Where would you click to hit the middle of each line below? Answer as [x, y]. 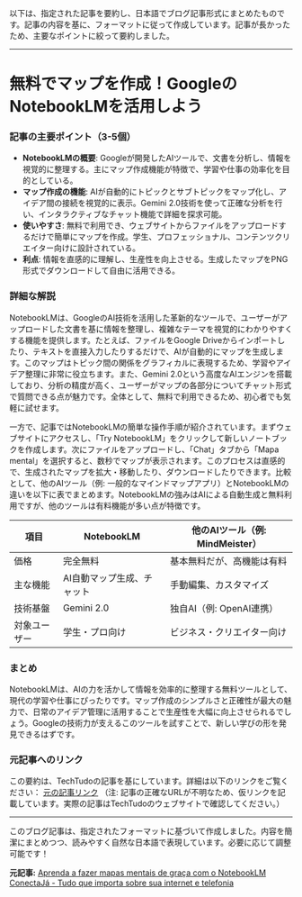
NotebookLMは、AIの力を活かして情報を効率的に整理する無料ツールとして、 [151, 689]
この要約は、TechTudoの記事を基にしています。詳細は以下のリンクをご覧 [145, 781]
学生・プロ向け [94, 631]
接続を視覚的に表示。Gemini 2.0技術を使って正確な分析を [169, 203]
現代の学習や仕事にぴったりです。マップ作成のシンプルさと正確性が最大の [147, 701]
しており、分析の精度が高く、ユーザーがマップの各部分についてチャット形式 [151, 385]
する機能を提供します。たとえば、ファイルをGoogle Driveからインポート [143, 340]
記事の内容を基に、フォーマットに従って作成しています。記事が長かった [157, 24]
